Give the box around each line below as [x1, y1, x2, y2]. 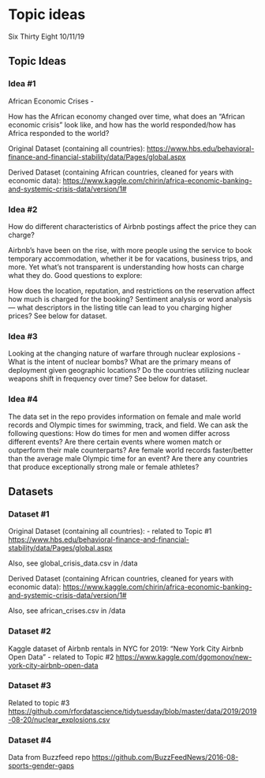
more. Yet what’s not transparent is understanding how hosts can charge [8, 262, 244, 272]
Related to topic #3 [8, 697, 70, 708]
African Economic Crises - [8, 96, 95, 106]
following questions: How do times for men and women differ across [8, 428, 230, 438]
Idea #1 [8, 78, 36, 89]
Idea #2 [8, 204, 38, 215]
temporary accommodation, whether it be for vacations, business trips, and [8, 254, 254, 263]
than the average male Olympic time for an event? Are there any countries [8, 453, 248, 463]
